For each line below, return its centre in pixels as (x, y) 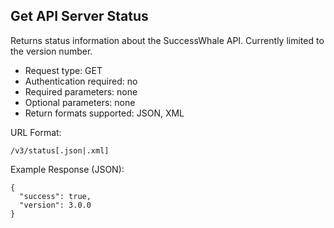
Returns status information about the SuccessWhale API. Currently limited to (167, 40)
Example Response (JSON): (67, 169)
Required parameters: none (81, 91)
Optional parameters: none (80, 102)
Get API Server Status (79, 16)
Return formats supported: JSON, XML (104, 113)
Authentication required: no (81, 81)
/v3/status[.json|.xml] (60, 150)
